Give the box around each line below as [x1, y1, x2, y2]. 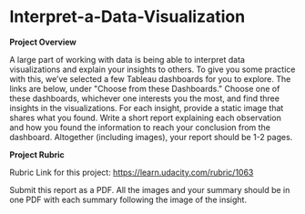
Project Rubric [9, 148, 66, 160]
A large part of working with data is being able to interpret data [9, 54, 246, 65]
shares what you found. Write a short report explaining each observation [9, 112, 282, 123]
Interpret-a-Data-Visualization [9, 6, 246, 27]
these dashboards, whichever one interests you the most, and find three [9, 93, 280, 104]
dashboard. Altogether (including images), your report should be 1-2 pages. [9, 131, 293, 142]
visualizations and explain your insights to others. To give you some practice [9, 64, 296, 75]
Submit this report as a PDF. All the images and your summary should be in [9, 184, 290, 195]
